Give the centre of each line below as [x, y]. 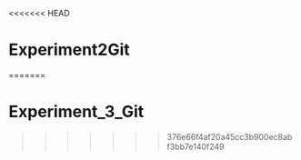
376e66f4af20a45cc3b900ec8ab [230, 136]
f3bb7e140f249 [196, 146]
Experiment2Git [70, 50]
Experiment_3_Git [76, 112]
